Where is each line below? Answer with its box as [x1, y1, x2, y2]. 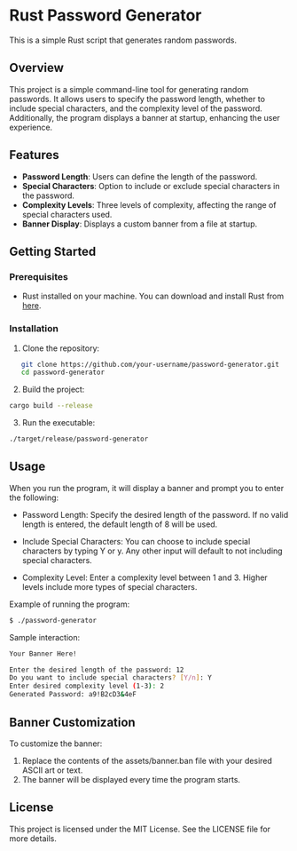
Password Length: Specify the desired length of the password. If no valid [21, 509, 289, 520]
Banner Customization [9, 714, 136, 729]
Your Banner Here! [9, 649, 77, 658]
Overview [9, 60, 65, 76]
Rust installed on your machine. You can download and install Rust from [21, 290, 285, 302]
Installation [9, 322, 59, 335]
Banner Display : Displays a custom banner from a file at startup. [21, 219, 258, 229]
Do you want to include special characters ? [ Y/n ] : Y [9, 673, 213, 682]
